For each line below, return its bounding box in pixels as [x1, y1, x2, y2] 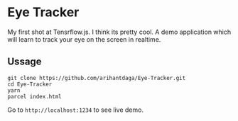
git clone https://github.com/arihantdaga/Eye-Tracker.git [7, 74, 186, 81]
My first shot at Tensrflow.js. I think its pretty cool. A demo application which [7, 28, 232, 36]
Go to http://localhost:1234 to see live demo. [7, 105, 144, 114]
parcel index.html [7, 93, 62, 100]
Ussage [7, 56, 42, 68]
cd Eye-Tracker [7, 81, 53, 88]
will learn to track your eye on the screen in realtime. [7, 35, 161, 43]
